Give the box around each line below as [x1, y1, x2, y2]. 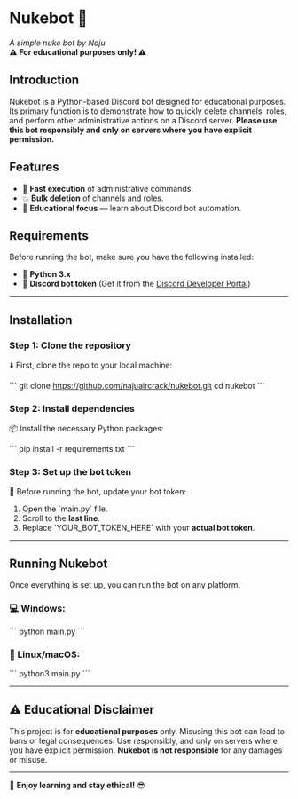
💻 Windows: [9, 603, 66, 615]
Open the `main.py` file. [21, 503, 108, 514]
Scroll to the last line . [21, 512, 100, 523]
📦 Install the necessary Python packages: [9, 423, 164, 434]
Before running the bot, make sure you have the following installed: [9, 252, 255, 263]
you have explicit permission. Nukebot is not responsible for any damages [9, 745, 283, 755]
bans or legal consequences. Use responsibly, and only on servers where [9, 735, 278, 746]
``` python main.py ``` [9, 626, 86, 637]
